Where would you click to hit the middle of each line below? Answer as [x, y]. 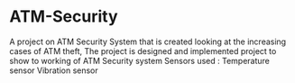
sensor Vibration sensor [54, 70]
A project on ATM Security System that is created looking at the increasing [148, 41]
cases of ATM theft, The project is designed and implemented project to [143, 51]
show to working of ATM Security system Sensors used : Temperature [140, 60]
